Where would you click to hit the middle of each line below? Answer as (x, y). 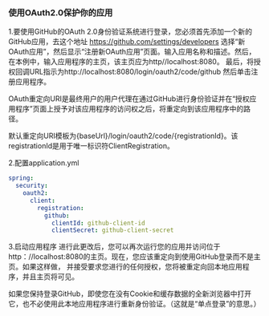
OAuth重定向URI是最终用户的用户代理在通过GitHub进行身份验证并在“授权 (129, 99)
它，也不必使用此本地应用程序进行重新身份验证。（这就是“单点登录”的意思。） (134, 304)
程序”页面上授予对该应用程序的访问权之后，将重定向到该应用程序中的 (129, 109)
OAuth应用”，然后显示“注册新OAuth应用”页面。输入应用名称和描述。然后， (132, 52)
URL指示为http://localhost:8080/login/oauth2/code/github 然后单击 (140, 72)
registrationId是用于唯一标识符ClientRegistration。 (91, 146)
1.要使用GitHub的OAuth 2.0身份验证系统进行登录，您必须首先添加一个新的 (130, 32)
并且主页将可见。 (50, 277)
